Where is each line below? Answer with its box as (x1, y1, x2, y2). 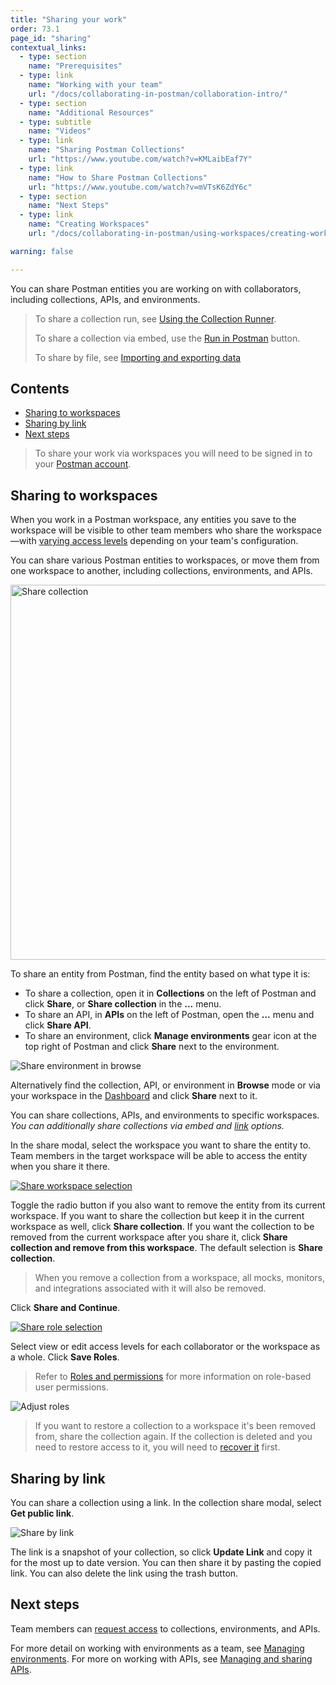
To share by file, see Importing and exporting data (34, 351, 242, 363)
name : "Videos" (28, 126, 92, 136)
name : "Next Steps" (28, 201, 110, 211)
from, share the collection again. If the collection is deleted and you (34, 1431, 313, 1443)
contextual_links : (10, 42, 87, 53)
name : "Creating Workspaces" (28, 219, 150, 230)
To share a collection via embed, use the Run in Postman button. (34, 332, 301, 344)
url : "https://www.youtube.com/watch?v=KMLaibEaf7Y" (28, 154, 253, 164)
